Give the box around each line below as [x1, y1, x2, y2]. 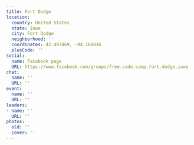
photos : [6, 119, 25, 125]
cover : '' [11, 130, 35, 136]
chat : [6, 69, 19, 75]
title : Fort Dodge [6, 8, 51, 15]
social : [6, 53, 25, 59]
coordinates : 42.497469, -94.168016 [11, 42, 101, 48]
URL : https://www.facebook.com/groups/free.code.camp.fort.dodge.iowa [11, 63, 189, 70]
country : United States [11, 20, 70, 25]
